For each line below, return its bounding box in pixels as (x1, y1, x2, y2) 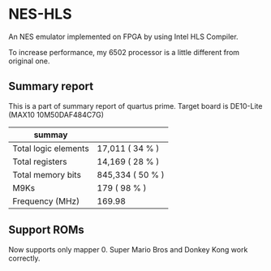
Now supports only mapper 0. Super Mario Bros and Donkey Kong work (8, 244, 248, 254)
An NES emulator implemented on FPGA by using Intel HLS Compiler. (8, 32, 239, 41)
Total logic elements (12, 143, 89, 154)
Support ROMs (8, 223, 85, 237)
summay (33, 129, 68, 140)
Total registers (12, 156, 67, 167)
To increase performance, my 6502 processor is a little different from (8, 47, 240, 57)
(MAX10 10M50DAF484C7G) (8, 110, 104, 119)
